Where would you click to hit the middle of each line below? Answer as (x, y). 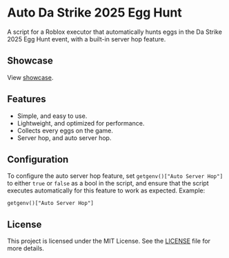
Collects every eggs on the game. (65, 130)
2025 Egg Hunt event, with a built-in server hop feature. (87, 39)
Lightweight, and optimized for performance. (81, 123)
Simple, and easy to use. (52, 116)
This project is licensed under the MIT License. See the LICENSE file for (109, 241)
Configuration (38, 159)
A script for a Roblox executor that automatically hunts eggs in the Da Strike (115, 32)
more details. (26, 248)
